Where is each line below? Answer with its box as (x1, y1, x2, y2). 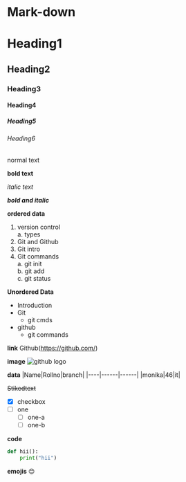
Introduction (17, 301, 53, 309)
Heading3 (7, 84, 41, 93)
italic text (7, 183, 33, 191)
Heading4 (7, 101, 37, 109)
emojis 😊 (7, 467, 35, 475)
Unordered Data (7, 288, 54, 296)
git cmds (27, 315, 53, 324)
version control (17, 223, 61, 231)
